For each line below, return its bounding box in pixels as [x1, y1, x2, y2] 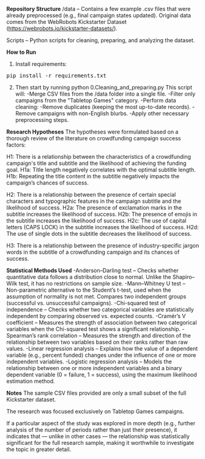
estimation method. [6, 377, 55, 385]
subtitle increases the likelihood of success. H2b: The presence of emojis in [6, 211, 198, 218]
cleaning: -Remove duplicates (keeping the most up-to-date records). [15, 104, 191, 110]
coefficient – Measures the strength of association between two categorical [6, 319, 197, 326]
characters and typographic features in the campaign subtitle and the [6, 197, 182, 205]
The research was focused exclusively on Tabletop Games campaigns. [6, 408, 185, 415]
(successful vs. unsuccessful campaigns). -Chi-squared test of [6, 300, 166, 306]
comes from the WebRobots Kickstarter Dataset [6, 18, 127, 25]
